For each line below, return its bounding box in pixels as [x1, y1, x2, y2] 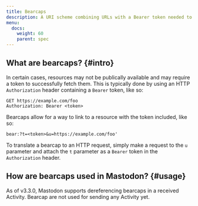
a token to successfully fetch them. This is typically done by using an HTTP [6, 80, 190, 87]
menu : [6, 20, 20, 25]
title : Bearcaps [6, 8, 46, 15]
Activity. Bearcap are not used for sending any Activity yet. [6, 193, 150, 200]
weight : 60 [17, 31, 44, 37]
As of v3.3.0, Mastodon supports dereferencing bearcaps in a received [6, 187, 179, 194]
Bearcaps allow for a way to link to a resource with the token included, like [6, 113, 188, 120]
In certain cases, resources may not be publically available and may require [6, 73, 190, 81]
